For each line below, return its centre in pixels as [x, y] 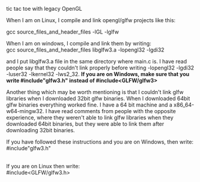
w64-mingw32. [25, 111]
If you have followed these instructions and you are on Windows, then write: [100, 142]
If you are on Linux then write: [43, 166]
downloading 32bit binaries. [41, 130]
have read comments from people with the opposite [112, 111]
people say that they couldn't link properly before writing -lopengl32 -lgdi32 [100, 68]
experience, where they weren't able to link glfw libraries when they [90, 117]
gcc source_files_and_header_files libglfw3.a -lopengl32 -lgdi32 [85, 50]
